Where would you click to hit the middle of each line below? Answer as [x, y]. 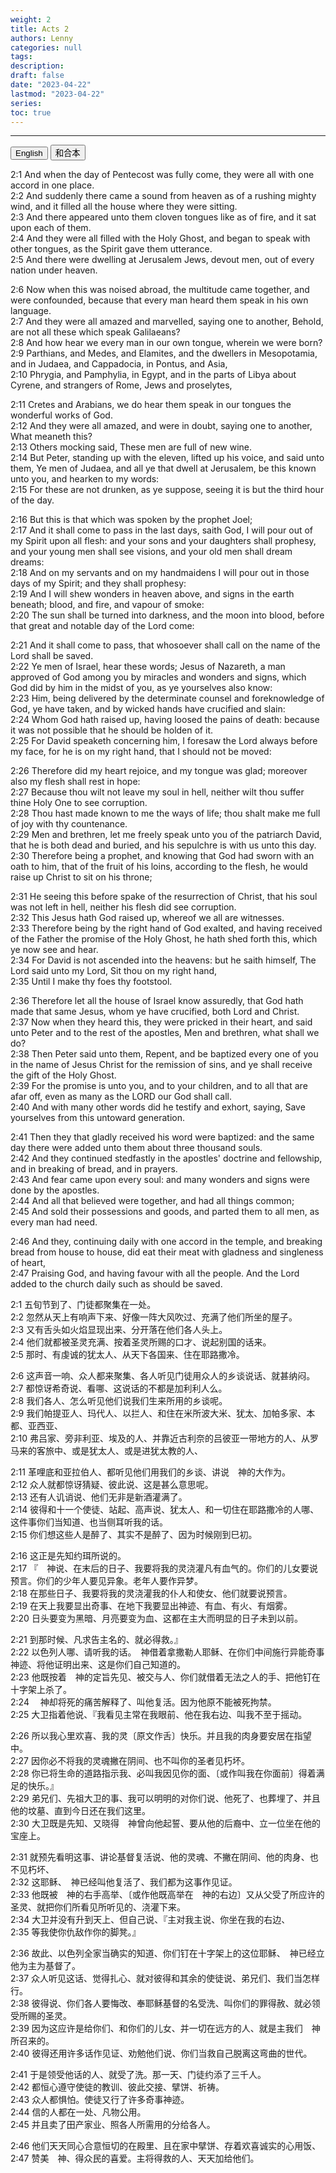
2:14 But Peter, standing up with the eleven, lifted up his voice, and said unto [167, 458]
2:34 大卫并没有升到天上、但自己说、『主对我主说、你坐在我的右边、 [150, 1920]
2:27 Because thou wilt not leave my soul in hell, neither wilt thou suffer [157, 792]
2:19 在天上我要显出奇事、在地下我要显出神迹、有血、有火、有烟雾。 [151, 1606]
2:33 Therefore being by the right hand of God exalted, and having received [166, 928]
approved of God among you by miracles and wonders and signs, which [158, 677]
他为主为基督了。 [45, 1966]
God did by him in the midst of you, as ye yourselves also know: [141, 688]
